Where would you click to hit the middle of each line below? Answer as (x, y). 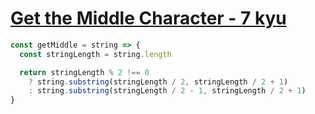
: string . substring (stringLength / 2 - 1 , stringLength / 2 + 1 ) (167, 91)
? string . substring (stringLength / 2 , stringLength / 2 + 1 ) (158, 82)
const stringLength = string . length (95, 54)
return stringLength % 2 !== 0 (84, 72)
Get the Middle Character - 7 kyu (148, 18)
